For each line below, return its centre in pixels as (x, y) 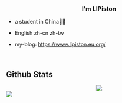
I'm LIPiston (99, 9)
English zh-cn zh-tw (39, 33)
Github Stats (29, 74)
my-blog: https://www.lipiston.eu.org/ (60, 44)
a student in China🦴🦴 (40, 22)
